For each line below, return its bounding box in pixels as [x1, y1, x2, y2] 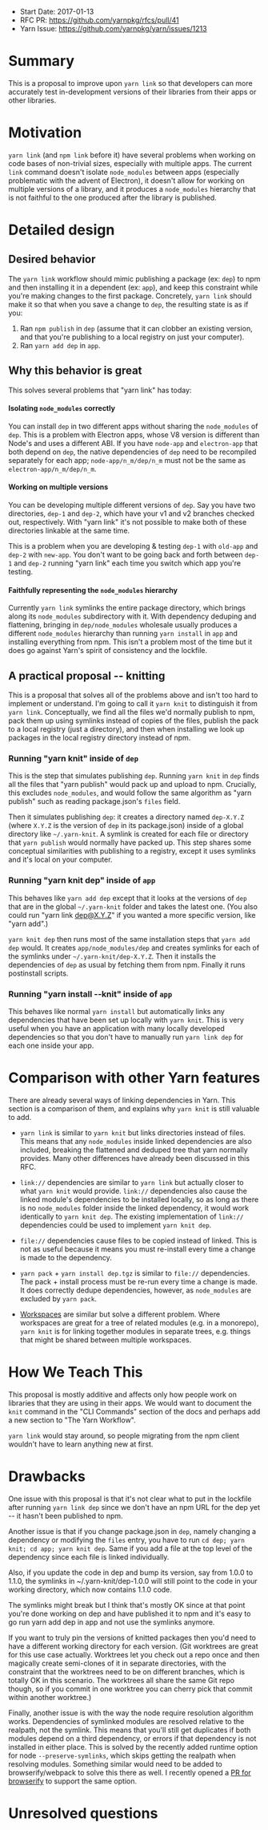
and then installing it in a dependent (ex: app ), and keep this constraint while [8, 282, 258, 292]
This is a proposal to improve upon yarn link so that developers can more [8, 78, 254, 87]
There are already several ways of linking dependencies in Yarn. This [8, 1095, 236, 1105]
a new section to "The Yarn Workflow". [8, 1415, 136, 1425]
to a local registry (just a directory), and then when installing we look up [8, 724, 245, 734]
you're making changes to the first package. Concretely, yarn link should [8, 290, 252, 300]
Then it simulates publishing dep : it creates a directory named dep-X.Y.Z [8, 812, 245, 822]
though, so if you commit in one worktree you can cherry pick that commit [8, 1684, 253, 1694]
